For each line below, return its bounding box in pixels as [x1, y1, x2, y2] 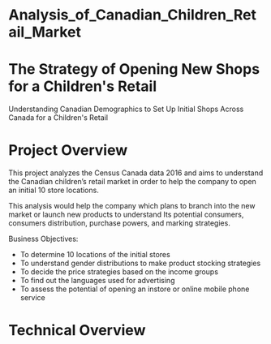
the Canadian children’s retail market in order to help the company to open [8, 177, 257, 187]
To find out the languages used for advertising [19, 276, 175, 286]
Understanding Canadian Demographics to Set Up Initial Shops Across [8, 104, 244, 114]
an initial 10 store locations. [8, 185, 99, 196]
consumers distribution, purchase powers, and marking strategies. [8, 218, 231, 228]
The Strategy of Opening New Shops [8, 60, 260, 79]
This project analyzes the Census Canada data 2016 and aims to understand [8, 168, 264, 178]
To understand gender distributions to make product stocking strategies [19, 258, 261, 269]
